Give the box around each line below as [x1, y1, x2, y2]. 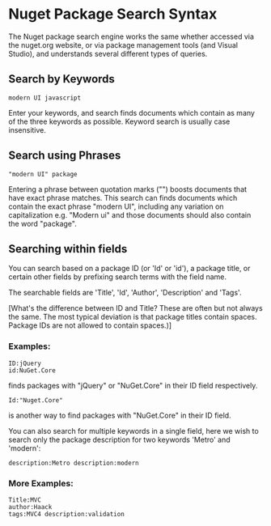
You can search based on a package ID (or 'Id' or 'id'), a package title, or [8, 264, 251, 274]
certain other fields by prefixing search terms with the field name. [8, 272, 227, 282]
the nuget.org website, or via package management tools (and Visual [8, 40, 239, 49]
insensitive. [8, 125, 47, 134]
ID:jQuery [8, 359, 42, 367]
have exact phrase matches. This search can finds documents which [8, 193, 238, 202]
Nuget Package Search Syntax [8, 5, 218, 23]
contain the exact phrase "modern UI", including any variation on [8, 201, 224, 211]
